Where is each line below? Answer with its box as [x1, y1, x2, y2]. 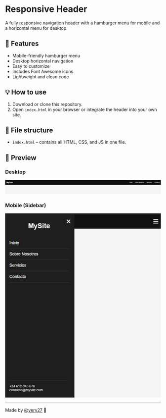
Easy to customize [12, 63, 50, 69]
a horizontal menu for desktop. [5, 25, 68, 31]
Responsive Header [5, 3, 87, 15]
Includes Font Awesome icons [12, 68, 74, 74]
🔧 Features [5, 40, 39, 48]
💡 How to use [5, 88, 47, 97]
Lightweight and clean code [12, 73, 69, 80]
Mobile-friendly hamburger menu [12, 52, 81, 58]
